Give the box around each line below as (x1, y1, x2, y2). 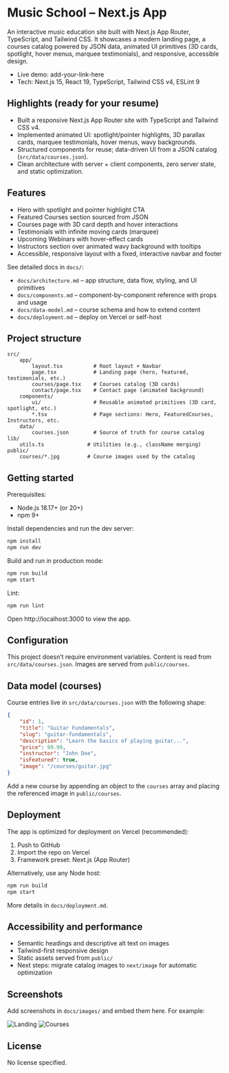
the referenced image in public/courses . (7, 789, 122, 797)
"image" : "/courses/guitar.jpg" (19, 763, 112, 770)
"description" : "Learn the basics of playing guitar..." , (19, 737, 189, 744)
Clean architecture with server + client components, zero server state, (17, 160, 217, 168)
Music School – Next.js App (7, 5, 167, 21)
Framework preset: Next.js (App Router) (17, 855, 131, 863)
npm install (7, 538, 41, 545)
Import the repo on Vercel (17, 848, 91, 856)
